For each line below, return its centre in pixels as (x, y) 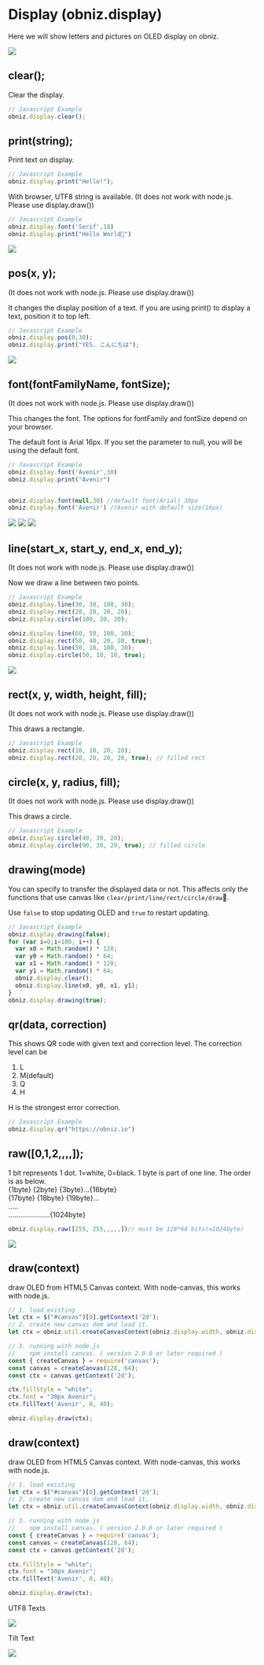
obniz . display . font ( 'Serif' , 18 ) (61, 227)
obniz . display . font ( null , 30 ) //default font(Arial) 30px (103, 500)
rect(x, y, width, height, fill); (78, 694)
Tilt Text (21, 1638)
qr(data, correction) (58, 1024)
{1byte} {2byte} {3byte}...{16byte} (62, 1189)
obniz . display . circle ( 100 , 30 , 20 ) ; (68, 619)
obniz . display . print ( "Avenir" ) (59, 479)
